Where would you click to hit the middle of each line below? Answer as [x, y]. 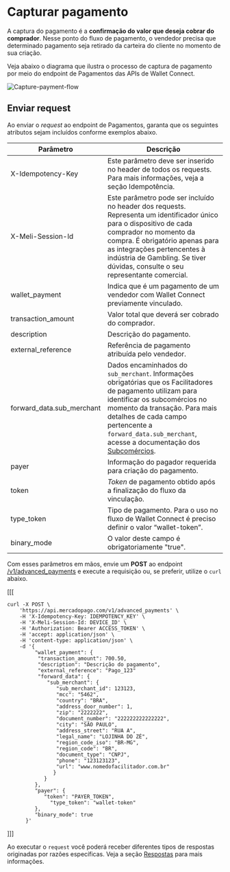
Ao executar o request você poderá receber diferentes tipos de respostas [111, 847]
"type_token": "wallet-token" [93, 803]
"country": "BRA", [82, 700]
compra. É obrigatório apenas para [163, 240]
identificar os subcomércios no [157, 399]
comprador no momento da [151, 232]
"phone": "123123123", [88, 760]
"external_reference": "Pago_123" [87, 670]
